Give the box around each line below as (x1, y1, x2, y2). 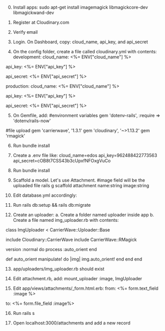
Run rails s (13, 310, 35, 316)
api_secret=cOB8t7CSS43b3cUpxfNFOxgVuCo (13, 158, 111, 163)
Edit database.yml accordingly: (13, 192, 77, 198)
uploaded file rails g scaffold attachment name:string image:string (13, 183, 149, 188)
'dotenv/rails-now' (13, 118, 51, 124)
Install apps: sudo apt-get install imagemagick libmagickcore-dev (13, 5, 148, 10)
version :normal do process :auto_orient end (6, 246, 97, 252)
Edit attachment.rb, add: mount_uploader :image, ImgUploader (13, 276, 142, 281)
